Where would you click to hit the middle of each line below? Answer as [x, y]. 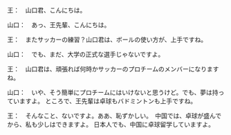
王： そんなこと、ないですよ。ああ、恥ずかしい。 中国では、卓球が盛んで [114, 116]
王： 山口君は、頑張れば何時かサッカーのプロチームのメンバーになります [113, 69]
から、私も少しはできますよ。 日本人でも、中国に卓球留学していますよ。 [111, 124]
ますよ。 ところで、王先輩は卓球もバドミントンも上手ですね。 [108, 101]
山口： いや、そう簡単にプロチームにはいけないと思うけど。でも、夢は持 [113, 92]
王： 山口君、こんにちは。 [47, 10]
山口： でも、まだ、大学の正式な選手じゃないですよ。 [86, 54]
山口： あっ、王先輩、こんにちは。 [59, 25]
